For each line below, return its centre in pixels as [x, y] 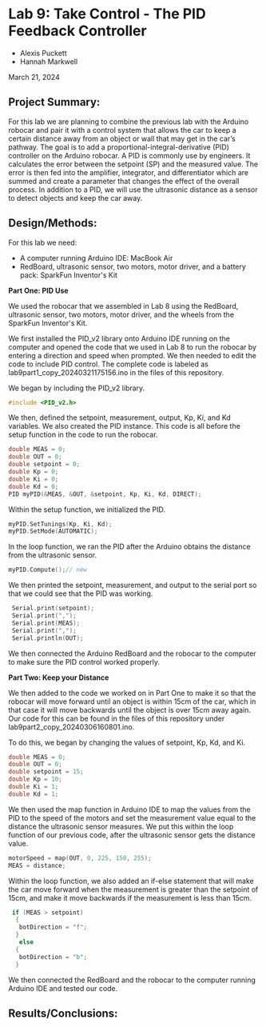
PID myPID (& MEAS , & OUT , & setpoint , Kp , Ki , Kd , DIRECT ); [105, 494]
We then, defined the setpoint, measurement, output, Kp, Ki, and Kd [120, 418]
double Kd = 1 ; [34, 794]
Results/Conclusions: [63, 1013]
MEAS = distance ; [37, 865]
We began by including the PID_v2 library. [77, 388]
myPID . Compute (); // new [48, 570]
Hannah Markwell [49, 62]
